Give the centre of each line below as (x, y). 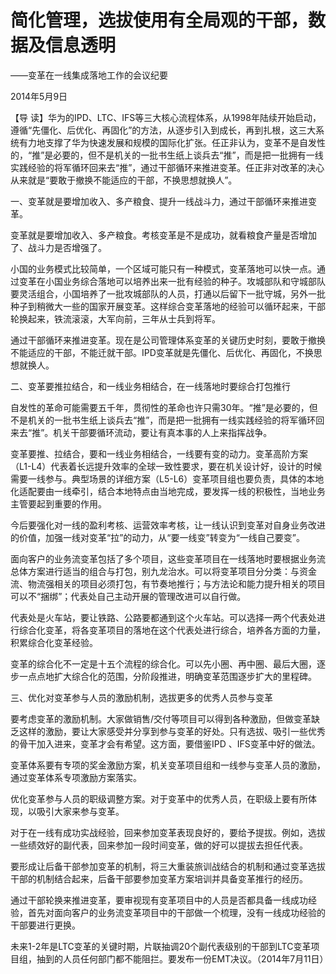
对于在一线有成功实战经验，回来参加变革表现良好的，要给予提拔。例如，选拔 (168, 832)
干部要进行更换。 (45, 925)
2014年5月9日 (39, 96)
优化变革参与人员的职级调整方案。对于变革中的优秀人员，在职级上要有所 (159, 798)
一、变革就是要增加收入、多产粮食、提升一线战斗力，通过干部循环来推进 (159, 201)
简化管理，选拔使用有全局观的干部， (159, 20)
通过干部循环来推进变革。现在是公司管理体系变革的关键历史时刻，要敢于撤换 (168, 340)
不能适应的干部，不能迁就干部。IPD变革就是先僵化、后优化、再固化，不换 (162, 352)
